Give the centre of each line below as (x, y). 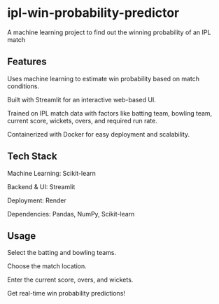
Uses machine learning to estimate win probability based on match (104, 78)
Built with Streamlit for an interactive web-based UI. (82, 99)
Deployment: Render (37, 200)
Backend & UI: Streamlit (41, 186)
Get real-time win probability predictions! (66, 293)
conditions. (23, 86)
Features (27, 62)
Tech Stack (32, 157)
